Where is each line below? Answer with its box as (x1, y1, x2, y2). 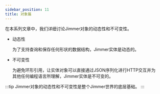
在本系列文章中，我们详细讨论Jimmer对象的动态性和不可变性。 (5, 25, 132, 32)
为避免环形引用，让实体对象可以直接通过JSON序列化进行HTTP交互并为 (12, 67, 156, 73)
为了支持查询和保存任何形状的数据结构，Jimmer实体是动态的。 (12, 46, 139, 52)
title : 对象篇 (5, 12, 32, 17)
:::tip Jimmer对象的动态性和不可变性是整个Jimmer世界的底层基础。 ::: (5, 83, 145, 89)
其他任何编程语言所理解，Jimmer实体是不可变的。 (12, 73, 114, 79)
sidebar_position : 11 (5, 7, 49, 12)
